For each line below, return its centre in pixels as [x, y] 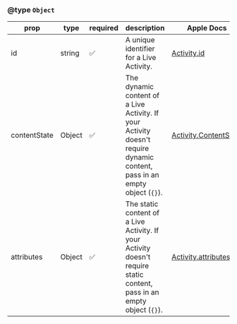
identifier [140, 49]
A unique [140, 40]
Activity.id [188, 53]
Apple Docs [207, 28]
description [145, 28]
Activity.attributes [201, 257]
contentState [32, 136]
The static [142, 204]
